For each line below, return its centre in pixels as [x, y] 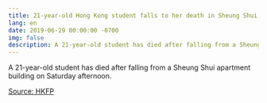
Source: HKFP [31, 91]
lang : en [23, 23]
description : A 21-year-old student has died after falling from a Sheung [135, 45]
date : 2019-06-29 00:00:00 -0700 [64, 30]
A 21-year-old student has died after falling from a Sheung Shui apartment [130, 67]
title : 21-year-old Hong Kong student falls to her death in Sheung [124, 15]
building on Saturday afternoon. [60, 76]
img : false [26, 38]
